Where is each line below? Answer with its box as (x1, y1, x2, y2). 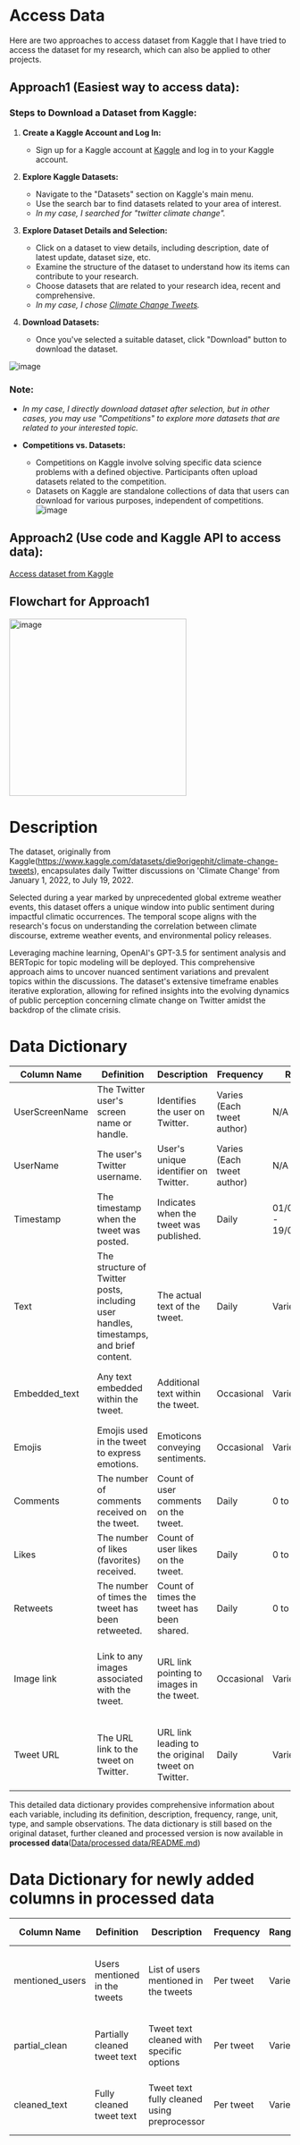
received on (96, 1506, 147, 1519)
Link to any (96, 1650, 143, 1663)
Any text (96, 1370, 132, 1383)
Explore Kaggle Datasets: (21, 171, 119, 182)
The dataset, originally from (9, 846, 112, 857)
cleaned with (148, 2034, 203, 2047)
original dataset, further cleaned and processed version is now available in (9, 1828, 284, 1839)
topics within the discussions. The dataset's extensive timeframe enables (9, 976, 279, 987)
